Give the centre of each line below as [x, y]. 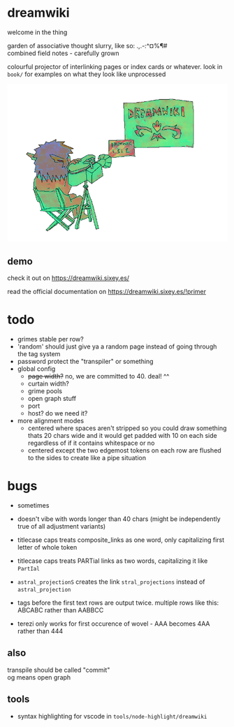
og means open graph [39, 677]
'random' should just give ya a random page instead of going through [117, 346]
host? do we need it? [58, 413]
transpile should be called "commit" [59, 670]
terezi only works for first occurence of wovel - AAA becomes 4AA [114, 624]
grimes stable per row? [50, 339]
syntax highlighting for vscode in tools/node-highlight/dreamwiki [112, 716]
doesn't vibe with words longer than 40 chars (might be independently [119, 519]
